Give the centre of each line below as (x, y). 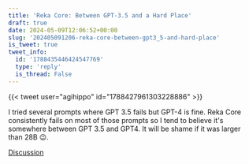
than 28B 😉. (28, 137)
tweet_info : (28, 52)
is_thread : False (44, 74)
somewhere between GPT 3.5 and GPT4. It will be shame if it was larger (124, 129)
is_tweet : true (33, 45)
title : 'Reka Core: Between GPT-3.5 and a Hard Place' (100, 15)
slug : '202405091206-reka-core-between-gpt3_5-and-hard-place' (114, 37)
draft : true (28, 23)
